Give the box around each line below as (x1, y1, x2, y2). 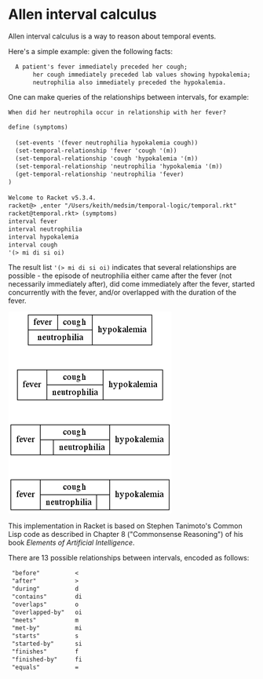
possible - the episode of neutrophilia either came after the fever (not (8, 271, 232, 280)
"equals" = (11, 663, 79, 671)
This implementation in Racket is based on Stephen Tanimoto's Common (8, 520, 243, 531)
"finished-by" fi (11, 655, 82, 663)
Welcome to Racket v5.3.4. (8, 194, 97, 202)
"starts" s (11, 632, 79, 640)
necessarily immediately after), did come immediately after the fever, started (8, 279, 255, 288)
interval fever (8, 217, 58, 225)
